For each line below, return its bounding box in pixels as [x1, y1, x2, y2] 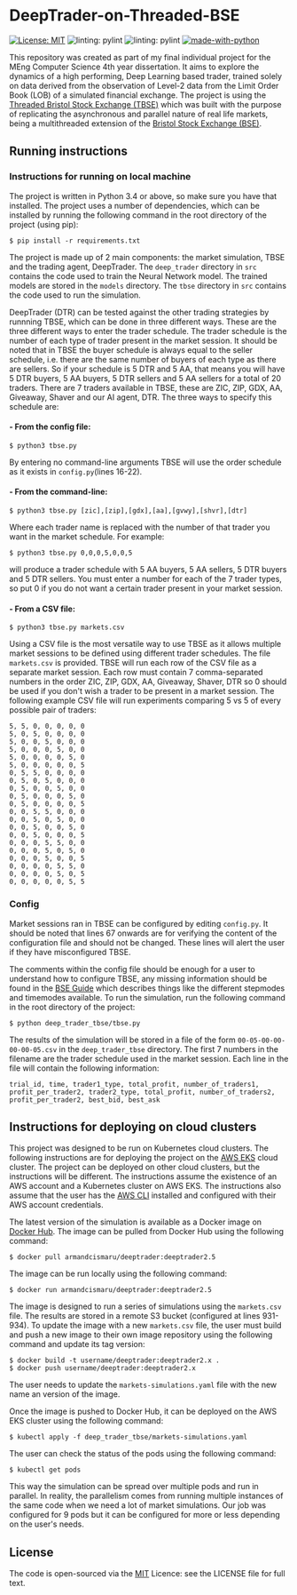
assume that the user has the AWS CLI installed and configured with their [9, 1190, 277, 1200]
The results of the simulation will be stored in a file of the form [9, 1034, 237, 1045]
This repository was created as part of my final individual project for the [9, 52, 271, 62]
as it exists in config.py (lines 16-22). [9, 466, 143, 476]
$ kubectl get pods [9, 1465, 82, 1475]
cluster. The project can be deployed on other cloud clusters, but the [9, 1161, 260, 1173]
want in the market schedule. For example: [9, 531, 165, 542]
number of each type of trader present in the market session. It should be [9, 335, 277, 346]
